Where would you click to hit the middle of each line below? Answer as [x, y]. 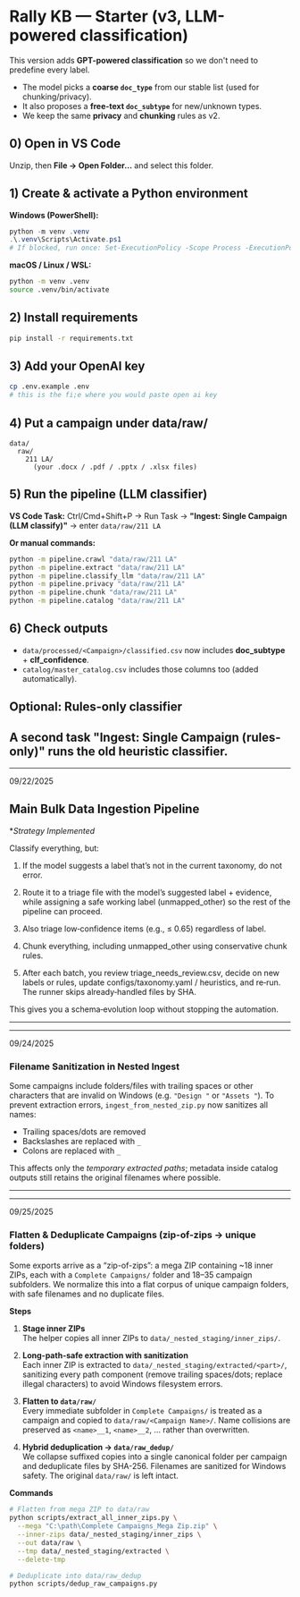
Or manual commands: [52, 542]
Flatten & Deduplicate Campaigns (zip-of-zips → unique [133, 1235]
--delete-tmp [42, 1559]
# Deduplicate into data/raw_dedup [75, 1576]
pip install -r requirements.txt [71, 338]
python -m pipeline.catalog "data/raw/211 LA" [97, 601]
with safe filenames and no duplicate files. [87, 1294]
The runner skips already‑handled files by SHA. [109, 991]
